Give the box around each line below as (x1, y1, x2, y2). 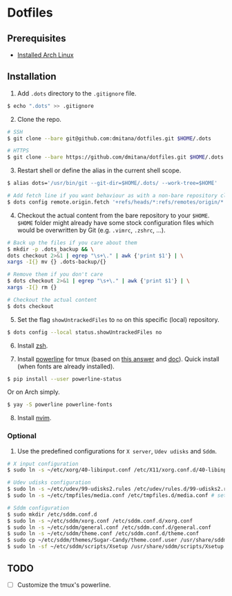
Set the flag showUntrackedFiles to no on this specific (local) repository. (17, 315, 220, 323)
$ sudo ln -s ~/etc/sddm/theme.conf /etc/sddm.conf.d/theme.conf (7, 530, 199, 537)
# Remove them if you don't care (7, 271, 104, 278)
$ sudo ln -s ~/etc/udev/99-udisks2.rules (7, 486, 131, 493)
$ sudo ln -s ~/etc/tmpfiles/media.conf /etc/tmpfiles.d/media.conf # (7, 492, 215, 499)
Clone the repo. (17, 115, 62, 123)
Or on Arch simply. (7, 388, 60, 396)
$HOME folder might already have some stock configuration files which (17, 218, 214, 226)
